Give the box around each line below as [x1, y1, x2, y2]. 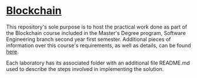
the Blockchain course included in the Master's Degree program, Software [6, 29, 186, 36]
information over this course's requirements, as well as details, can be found [6, 42, 191, 49]
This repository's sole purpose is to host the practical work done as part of [6, 23, 188, 30]
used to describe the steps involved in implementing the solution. [6, 65, 164, 72]
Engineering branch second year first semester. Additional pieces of [6, 36, 172, 42]
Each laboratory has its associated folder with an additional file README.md [6, 59, 190, 66]
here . [6, 48, 19, 55]
